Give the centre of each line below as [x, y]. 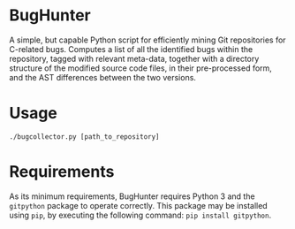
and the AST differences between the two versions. [103, 77]
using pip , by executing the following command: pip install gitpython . [140, 215]
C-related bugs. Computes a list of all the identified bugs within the [131, 49]
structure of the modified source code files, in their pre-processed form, [140, 68]
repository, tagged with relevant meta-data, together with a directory [134, 58]
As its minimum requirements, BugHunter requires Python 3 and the [132, 196]
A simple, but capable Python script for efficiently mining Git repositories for [147, 40]
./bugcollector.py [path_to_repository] [85, 137]
